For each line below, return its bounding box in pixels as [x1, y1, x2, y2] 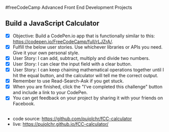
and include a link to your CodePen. [12, 90, 88, 96]
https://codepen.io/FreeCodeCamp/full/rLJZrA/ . [12, 38, 113, 45]
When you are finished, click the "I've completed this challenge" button [12, 84, 162, 90]
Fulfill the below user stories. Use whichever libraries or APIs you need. [12, 43, 163, 50]
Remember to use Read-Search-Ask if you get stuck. [12, 78, 124, 84]
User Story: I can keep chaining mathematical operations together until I [12, 67, 164, 73]
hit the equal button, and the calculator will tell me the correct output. [12, 73, 158, 79]
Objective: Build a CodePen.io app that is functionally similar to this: [12, 33, 155, 39]
